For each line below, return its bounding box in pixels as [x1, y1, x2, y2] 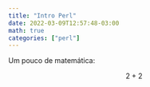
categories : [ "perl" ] [8, 34, 81, 42]
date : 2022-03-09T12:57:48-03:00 [8, 19, 120, 27]
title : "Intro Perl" [8, 11, 77, 20]
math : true [8, 26, 45, 34]
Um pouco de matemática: [8, 56, 96, 65]
